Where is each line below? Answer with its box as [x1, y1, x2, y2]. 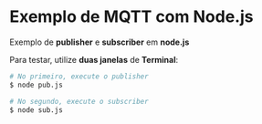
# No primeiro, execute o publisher [9, 71, 149, 81]
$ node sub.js [9, 105, 64, 115]
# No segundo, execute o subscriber [9, 97, 149, 106]
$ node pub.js [9, 80, 64, 89]
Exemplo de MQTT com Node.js [9, 6, 254, 27]
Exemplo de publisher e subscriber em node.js [9, 36, 190, 47]
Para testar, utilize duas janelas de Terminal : [9, 54, 179, 65]
